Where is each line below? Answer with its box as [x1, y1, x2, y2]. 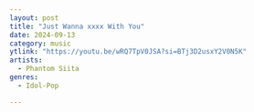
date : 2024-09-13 [9, 30, 76, 39]
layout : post [9, 13, 59, 23]
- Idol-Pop [17, 81, 59, 90]
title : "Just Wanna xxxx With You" [9, 22, 145, 31]
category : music [9, 38, 71, 48]
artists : [9, 56, 43, 65]
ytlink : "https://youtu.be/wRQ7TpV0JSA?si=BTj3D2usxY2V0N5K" [9, 47, 248, 56]
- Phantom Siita [17, 65, 79, 74]
